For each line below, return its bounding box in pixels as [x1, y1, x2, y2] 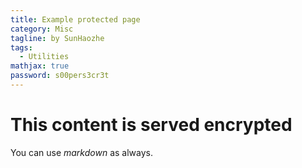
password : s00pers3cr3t [10, 71, 110, 81]
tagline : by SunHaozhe [10, 33, 105, 43]
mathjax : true [10, 61, 70, 71]
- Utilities [19, 52, 70, 62]
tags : [10, 42, 33, 53]
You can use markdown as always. [10, 146, 154, 158]
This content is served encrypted [10, 114, 293, 136]
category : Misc [10, 24, 74, 34]
